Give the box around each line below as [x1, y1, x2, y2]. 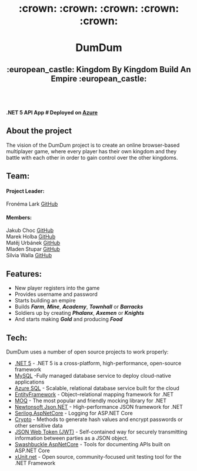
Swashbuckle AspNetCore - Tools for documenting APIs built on [14, 441, 171, 448]
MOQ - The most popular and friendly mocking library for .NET [14, 397, 167, 404]
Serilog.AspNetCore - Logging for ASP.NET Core [14, 410, 133, 417]
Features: [6, 269, 42, 279]
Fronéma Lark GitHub [6, 200, 58, 207]
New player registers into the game [14, 284, 100, 292]
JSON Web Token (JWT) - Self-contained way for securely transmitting [14, 428, 188, 436]
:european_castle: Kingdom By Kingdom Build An [6, 64, 191, 75]
